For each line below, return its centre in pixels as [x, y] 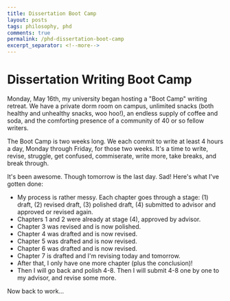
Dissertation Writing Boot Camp [100, 80]
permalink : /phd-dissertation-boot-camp [66, 39]
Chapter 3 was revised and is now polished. [79, 226]
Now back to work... [35, 291]
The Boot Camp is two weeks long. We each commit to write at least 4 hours [115, 141]
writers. [18, 127]
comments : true [29, 33]
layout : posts [27, 20]
